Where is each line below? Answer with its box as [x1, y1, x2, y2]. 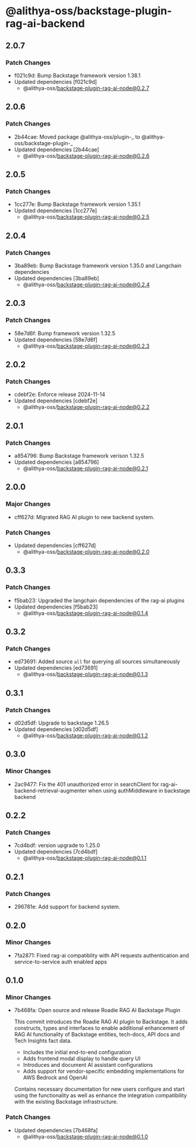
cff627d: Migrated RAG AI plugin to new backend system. [14, 513, 155, 520]
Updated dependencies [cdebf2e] [14, 397, 98, 404]
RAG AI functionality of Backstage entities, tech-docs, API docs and [14, 1031, 181, 1038]
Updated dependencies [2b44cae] [14, 146, 99, 153]
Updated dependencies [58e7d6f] [14, 336, 97, 343]
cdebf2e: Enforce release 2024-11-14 [14, 391, 105, 398]
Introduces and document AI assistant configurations [23, 1061, 153, 1069]
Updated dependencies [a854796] [14, 458, 99, 466]
